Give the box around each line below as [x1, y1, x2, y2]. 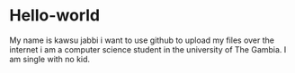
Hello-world [9, 5, 101, 26]
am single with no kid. [9, 53, 91, 64]
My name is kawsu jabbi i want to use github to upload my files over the [9, 35, 275, 45]
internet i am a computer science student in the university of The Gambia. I [9, 44, 287, 54]
